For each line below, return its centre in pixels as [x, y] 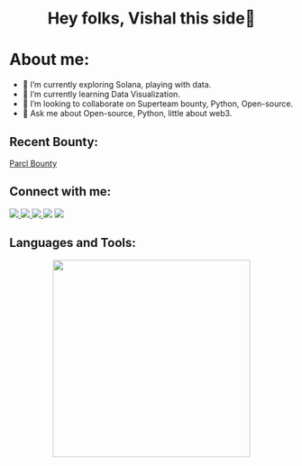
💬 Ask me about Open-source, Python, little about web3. [127, 114]
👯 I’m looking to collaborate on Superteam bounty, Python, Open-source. [158, 104]
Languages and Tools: [73, 243]
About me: [50, 60]
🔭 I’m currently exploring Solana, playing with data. [117, 85]
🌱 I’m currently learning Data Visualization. [101, 95]
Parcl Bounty [33, 163]
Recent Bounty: [54, 142]
